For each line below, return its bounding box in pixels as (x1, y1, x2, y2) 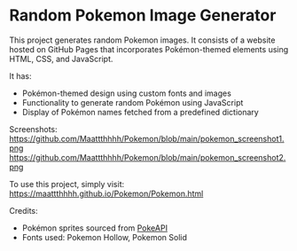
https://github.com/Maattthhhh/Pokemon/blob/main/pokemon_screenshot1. (9, 133, 285, 144)
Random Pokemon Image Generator (9, 5, 277, 26)
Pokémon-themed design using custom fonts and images (21, 88, 232, 98)
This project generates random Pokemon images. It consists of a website (9, 35, 276, 45)
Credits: (9, 205, 38, 216)
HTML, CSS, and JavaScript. (9, 53, 113, 64)
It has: (9, 70, 33, 81)
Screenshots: (9, 123, 58, 134)
